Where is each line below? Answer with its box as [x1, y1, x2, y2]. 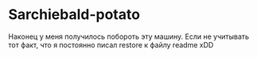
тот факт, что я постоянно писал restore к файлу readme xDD [8, 40, 214, 49]
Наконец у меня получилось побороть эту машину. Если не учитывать [8, 32, 249, 41]
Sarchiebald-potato [8, 6, 141, 24]
